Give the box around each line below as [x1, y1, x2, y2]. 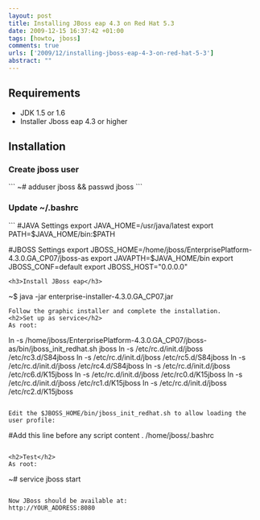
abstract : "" [8, 57, 52, 65]
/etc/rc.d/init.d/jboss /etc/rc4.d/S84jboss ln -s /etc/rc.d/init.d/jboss [8, 361, 231, 370]
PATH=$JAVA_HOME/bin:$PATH [8, 229, 115, 238]
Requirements [8, 86, 80, 101]
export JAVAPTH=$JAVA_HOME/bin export [90, 253, 233, 262]
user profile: [8, 416, 56, 424]
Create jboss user [8, 164, 79, 175]
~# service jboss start [8, 474, 81, 484]
